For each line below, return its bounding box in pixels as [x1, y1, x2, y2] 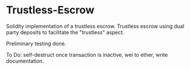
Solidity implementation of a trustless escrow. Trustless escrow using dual [6, 23, 185, 30]
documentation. [6, 57, 44, 64]
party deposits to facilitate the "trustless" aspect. [6, 28, 125, 35]
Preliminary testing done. [6, 40, 67, 47]
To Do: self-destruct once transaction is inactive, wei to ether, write [6, 51, 168, 58]
